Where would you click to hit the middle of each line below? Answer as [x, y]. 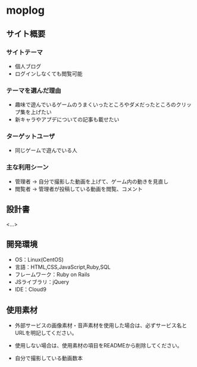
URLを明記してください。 [46, 333]
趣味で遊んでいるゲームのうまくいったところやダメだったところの [96, 105]
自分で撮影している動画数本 [49, 358]
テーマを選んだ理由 [34, 90]
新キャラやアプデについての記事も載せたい [67, 120]
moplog [25, 10]
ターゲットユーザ [31, 136]
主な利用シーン [27, 167]
